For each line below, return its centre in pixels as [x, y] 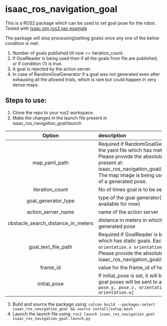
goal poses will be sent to [128, 282]
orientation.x [115, 247]
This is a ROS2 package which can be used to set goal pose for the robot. [81, 23]
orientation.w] [116, 292]
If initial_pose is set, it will [128, 276]
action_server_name [51, 212]
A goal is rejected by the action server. [52, 69]
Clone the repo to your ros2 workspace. [53, 112]
